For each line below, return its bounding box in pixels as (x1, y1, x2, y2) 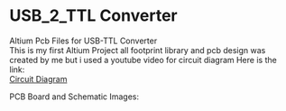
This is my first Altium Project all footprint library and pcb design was (9, 44, 266, 55)
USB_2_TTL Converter (9, 5, 178, 26)
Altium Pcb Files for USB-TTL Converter (9, 35, 158, 46)
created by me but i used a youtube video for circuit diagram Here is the (9, 54, 277, 65)
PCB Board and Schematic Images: (9, 91, 140, 102)
